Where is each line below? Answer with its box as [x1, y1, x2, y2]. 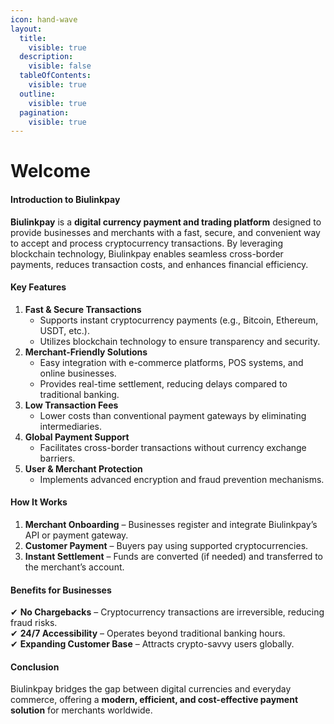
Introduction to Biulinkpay [10, 194, 121, 206]
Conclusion [10, 661, 60, 673]
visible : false [28, 61, 92, 71]
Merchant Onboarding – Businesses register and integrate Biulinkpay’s [24, 519, 318, 531]
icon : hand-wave [10, 14, 78, 25]
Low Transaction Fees [24, 399, 119, 411]
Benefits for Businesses [10, 584, 112, 596]
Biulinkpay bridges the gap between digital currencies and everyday [10, 683, 292, 695]
